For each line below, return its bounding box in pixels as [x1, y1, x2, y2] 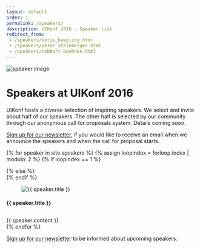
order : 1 [6, 15, 28, 21]
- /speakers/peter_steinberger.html [8, 43, 102, 49]
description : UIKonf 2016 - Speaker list [6, 25, 113, 32]
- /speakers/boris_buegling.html [8, 37, 94, 43]
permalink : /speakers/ [6, 20, 64, 26]
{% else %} [6, 167, 35, 175]
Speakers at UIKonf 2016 [6, 86, 133, 100]
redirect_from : [6, 32, 45, 38]
